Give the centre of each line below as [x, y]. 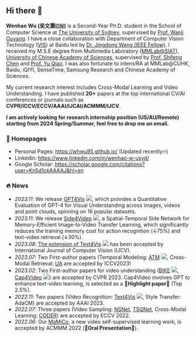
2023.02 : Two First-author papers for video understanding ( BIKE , [97, 271]
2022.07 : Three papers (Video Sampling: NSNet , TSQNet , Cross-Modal [100, 309]
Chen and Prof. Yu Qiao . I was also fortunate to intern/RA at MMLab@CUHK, [98, 63]
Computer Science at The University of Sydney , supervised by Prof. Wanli [95, 32]
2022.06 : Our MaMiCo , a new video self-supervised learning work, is [98, 322]
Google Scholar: [34, 164]
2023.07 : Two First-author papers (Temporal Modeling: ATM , [91, 257]
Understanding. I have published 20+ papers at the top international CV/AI [96, 93]
